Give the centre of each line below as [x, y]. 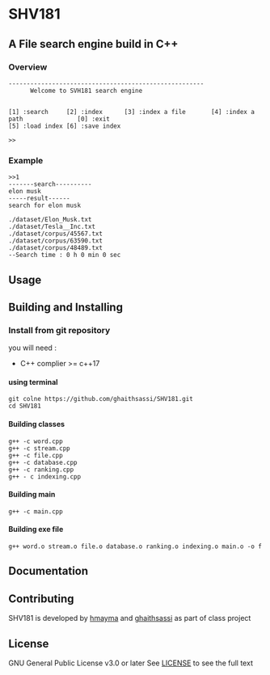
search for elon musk [45, 206]
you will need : [32, 348]
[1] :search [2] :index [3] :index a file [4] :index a [131, 112]
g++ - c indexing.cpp [45, 477]
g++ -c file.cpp [36, 455]
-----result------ [39, 199]
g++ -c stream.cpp [39, 448]
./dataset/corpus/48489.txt [56, 248]
